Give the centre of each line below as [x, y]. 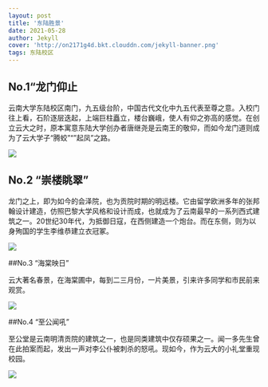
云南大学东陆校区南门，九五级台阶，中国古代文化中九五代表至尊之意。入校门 [134, 108]
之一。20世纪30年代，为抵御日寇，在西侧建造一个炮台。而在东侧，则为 [132, 221]
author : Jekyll [33, 38]
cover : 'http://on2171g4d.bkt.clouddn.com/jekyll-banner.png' [114, 45]
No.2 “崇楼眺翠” [49, 180]
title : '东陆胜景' [37, 23]
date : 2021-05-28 [37, 30]
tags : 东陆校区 [31, 53]
